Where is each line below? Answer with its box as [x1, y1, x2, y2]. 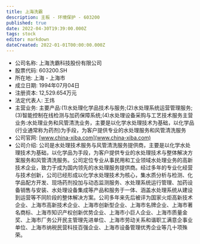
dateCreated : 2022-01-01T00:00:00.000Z [6, 42, 106, 48]
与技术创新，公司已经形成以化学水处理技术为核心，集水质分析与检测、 [14, 171, 188, 178]
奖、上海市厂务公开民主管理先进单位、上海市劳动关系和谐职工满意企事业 [14, 216, 193, 223]
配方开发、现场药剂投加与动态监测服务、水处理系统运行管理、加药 [25, 179, 188, 186]
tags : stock [6, 31, 36, 37]
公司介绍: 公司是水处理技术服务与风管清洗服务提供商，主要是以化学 [14, 141, 180, 148]
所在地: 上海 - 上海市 [14, 74, 66, 81]
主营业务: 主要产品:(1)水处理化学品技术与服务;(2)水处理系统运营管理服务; [14, 104, 193, 111]
